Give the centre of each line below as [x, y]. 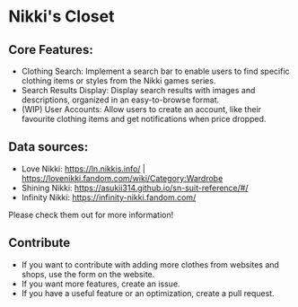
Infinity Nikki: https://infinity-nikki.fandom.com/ [109, 197]
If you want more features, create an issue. [101, 284]
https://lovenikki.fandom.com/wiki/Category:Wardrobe [122, 178]
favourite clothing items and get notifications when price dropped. [144, 119]
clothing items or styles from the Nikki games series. [118, 81]
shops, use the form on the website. [88, 274]
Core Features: [51, 50]
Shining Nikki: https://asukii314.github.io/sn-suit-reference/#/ [135, 188]
